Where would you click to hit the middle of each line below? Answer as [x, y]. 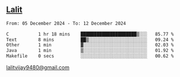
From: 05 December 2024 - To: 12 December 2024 [66, 23]
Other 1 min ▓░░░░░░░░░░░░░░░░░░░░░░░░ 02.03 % [90, 45]
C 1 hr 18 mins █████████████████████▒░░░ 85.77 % [90, 34]
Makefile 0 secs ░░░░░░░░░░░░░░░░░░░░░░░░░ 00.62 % [90, 56]
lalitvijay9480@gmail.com [38, 68]
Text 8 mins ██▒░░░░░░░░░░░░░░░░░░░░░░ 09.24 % [90, 40]
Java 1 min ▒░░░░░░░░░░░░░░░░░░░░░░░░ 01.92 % [90, 51]
